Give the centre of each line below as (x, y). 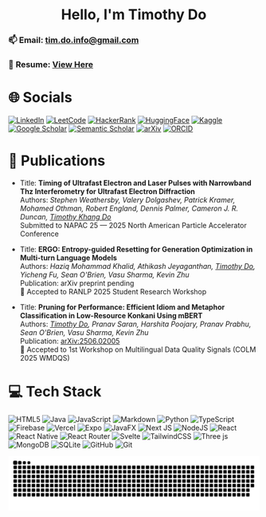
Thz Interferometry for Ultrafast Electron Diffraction (107, 191)
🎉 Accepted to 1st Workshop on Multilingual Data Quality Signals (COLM (138, 349)
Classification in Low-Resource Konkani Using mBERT (111, 315)
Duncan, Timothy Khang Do (65, 216)
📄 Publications (57, 161)
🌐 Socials (41, 98)
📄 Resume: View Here (51, 65)
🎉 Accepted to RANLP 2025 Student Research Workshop (113, 291)
